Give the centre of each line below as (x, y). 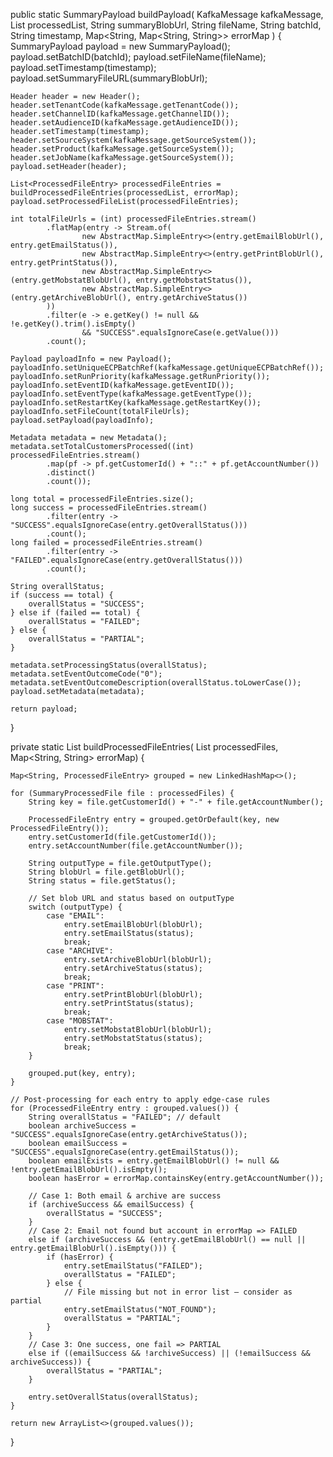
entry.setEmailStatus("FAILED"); (133, 1266)
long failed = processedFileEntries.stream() (106, 543)
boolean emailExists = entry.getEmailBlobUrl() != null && (154, 1161)
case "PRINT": (75, 986)
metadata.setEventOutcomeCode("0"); (86, 674)
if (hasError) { (80, 1257)
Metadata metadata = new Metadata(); (89, 438)
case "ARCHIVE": (80, 951)
